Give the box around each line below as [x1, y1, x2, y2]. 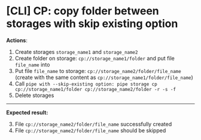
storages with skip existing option [6, 17, 178, 31]
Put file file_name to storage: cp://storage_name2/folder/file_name [14, 67, 181, 74]
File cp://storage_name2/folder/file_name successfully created [14, 120, 172, 127]
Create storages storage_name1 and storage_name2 [14, 48, 138, 55]
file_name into [14, 61, 50, 68]
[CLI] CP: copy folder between [6, 4, 160, 18]
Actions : [6, 36, 28, 44]
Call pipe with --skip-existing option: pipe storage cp [14, 80, 157, 87]
